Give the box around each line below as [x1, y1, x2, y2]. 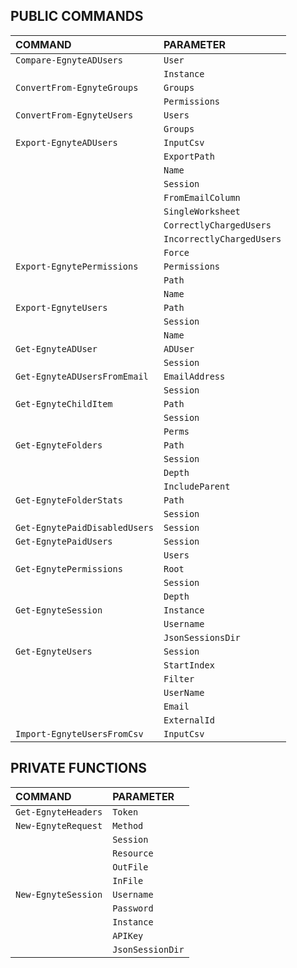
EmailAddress [163, 370, 226, 382]
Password [112, 902, 154, 914]
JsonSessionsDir [163, 632, 241, 643]
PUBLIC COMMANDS [10, 8, 144, 25]
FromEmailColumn [163, 192, 241, 203]
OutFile [112, 861, 149, 873]
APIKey [112, 930, 144, 941]
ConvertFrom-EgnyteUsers [15, 109, 134, 121]
